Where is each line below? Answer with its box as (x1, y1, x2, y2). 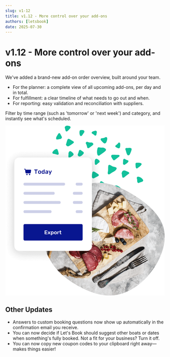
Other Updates (5, 305, 53, 314)
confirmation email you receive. (12, 324, 78, 330)
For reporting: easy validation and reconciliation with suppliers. (12, 101, 144, 107)
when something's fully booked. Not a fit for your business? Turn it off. (12, 335, 160, 341)
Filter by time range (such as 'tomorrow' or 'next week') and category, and (5, 110, 161, 116)
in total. (12, 89, 29, 96)
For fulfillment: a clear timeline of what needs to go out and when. (12, 95, 150, 101)
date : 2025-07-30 (5, 24, 42, 29)
